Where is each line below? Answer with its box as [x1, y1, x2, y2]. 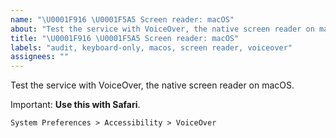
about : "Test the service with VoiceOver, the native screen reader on [10, 24, 315, 34]
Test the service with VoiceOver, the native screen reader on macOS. [10, 79, 295, 91]
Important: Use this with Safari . [10, 99, 141, 111]
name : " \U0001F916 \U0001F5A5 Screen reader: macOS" [10, 14, 235, 25]
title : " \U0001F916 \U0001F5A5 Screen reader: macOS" [10, 33, 240, 43]
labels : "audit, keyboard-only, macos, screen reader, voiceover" [10, 42, 293, 53]
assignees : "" [10, 52, 70, 62]
